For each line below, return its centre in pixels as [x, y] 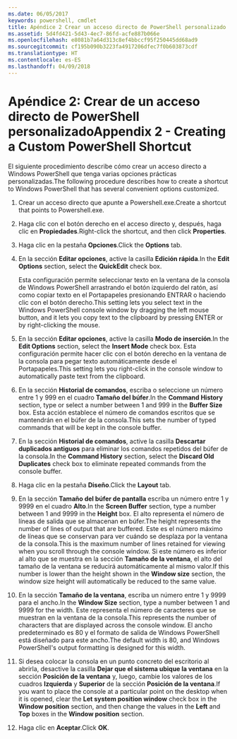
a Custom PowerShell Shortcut [100, 146]
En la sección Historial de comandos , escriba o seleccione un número [121, 390]
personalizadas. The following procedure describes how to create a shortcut [118, 181]
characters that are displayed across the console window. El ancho [115, 625]
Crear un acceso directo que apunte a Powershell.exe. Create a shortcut [122, 202]
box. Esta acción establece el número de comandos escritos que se [117, 412]
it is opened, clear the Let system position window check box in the [117, 699]
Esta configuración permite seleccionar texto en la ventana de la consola [124, 279]
